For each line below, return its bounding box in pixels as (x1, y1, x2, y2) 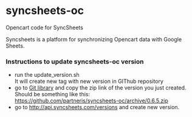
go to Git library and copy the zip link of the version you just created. (14, 84, 187, 91)
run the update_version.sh (14, 71, 80, 79)
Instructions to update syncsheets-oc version (5, 57, 144, 66)
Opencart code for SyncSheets (5, 24, 83, 31)
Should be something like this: (14, 91, 91, 98)
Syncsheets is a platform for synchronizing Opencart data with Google (5, 35, 182, 43)
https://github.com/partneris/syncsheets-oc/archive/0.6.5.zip (14, 97, 168, 104)
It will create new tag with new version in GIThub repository (14, 77, 163, 85)
